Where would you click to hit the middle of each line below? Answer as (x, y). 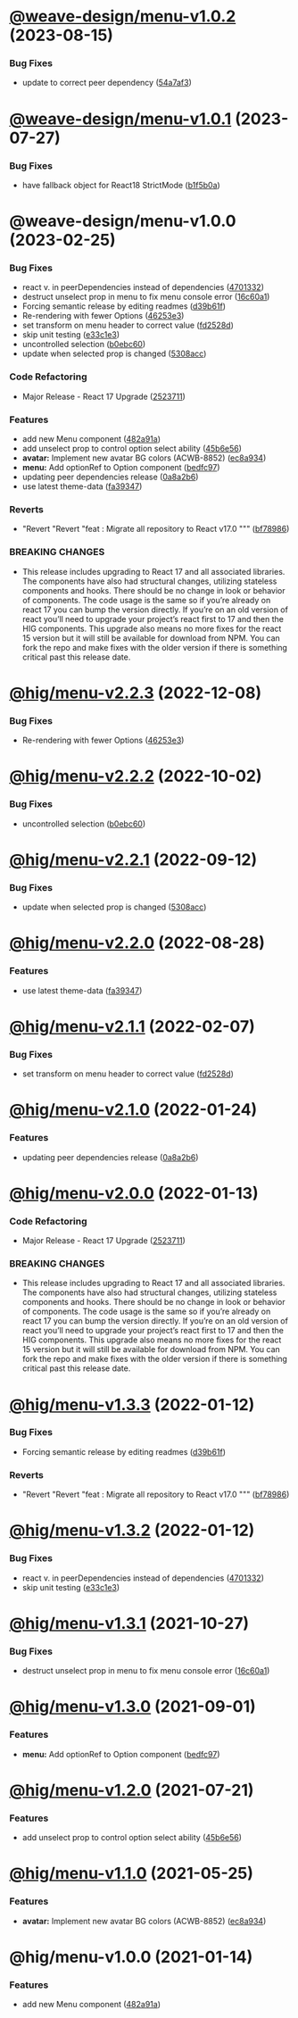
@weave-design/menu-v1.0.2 (123, 17)
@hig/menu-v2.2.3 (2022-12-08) (135, 693)
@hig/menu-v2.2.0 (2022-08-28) (137, 943)
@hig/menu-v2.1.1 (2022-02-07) (132, 1026)
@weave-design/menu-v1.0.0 (123, 221)
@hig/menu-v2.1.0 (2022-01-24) (133, 1110)
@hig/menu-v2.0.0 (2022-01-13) (134, 1193)
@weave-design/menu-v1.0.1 (120, 119)
